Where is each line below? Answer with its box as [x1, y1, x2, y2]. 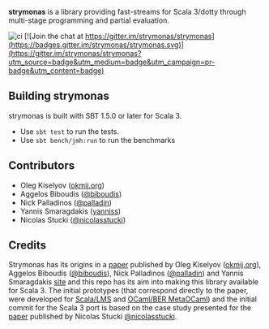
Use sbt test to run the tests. [19, 126, 120, 136]
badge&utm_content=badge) [8, 66, 105, 76]
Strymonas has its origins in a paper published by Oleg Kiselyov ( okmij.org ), [8, 260, 262, 270]
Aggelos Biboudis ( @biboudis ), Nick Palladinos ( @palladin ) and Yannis [8, 268, 244, 279]
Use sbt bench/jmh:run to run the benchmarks [19, 135, 176, 145]
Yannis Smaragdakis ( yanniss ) [19, 206, 122, 216]
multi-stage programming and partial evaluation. [8, 15, 170, 25]
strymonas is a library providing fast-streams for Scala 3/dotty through [8, 7, 246, 16]
